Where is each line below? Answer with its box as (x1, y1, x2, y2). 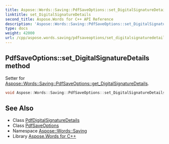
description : (5, 21, 33, 27)
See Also (5, 104, 34, 112)
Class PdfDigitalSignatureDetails (12, 117, 80, 123)
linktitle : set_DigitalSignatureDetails (5, 12, 92, 17)
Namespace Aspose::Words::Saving (12, 128, 87, 134)
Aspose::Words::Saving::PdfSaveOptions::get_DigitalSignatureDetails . (5, 80, 149, 86)
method (5, 62, 30, 70)
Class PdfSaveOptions (12, 122, 59, 128)
